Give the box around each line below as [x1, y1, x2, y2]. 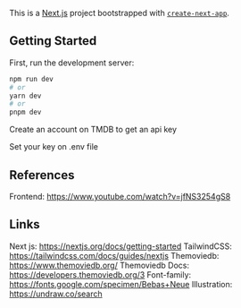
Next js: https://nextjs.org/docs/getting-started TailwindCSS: [9, 241, 232, 252]
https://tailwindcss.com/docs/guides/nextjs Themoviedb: [9, 250, 220, 261]
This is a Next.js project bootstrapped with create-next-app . [9, 8, 230, 18]
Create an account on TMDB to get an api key [9, 124, 177, 135]
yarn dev [9, 91, 42, 100]
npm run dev [9, 74, 54, 83]
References [9, 167, 75, 183]
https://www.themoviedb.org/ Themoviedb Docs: [9, 260, 190, 270]
